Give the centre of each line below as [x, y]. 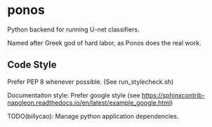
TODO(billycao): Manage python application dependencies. [93, 116]
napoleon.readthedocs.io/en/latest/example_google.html [89, 103]
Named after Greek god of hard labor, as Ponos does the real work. [104, 43]
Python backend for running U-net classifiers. [73, 29]
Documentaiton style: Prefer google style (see [74, 95]
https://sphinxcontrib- [173, 95]
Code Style [32, 65]
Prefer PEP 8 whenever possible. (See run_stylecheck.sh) [91, 82]
